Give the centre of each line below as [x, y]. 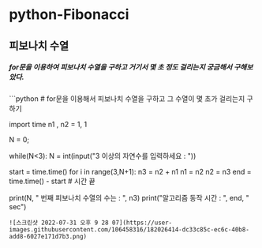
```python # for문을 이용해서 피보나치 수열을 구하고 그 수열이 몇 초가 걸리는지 [127, 98]
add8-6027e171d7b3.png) [48, 236]
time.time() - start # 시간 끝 [52, 181]
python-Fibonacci [69, 15]
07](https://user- [142, 223]
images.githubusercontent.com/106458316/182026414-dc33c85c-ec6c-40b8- [129, 229]
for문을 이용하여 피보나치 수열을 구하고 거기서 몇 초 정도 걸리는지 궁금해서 [121, 67]
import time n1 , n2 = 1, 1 [48, 124]
